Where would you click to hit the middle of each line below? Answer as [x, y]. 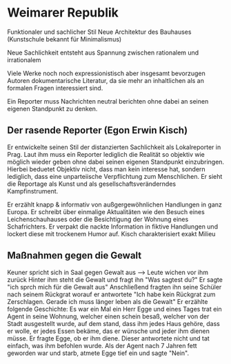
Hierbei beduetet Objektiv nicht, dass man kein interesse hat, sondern [106, 169]
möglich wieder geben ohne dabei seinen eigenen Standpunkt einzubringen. [116, 162]
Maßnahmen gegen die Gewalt [74, 256]
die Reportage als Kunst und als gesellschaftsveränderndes [92, 184]
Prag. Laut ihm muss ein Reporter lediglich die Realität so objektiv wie [106, 154]
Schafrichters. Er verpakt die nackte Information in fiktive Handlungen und [113, 227]
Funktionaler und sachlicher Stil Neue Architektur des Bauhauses [99, 32]
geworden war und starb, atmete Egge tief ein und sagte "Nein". [98, 353]
